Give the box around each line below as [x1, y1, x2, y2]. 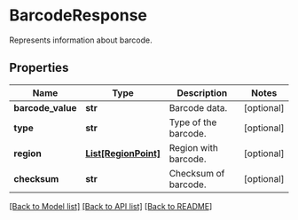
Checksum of [169, 167, 225, 179]
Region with [169, 141, 219, 153]
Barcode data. [169, 101, 228, 114]
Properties [9, 60, 69, 75]
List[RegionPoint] [85, 147, 161, 160]
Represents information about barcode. [9, 35, 153, 45]
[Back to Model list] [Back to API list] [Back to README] [9, 200, 213, 211]
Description [176, 86, 228, 98]
